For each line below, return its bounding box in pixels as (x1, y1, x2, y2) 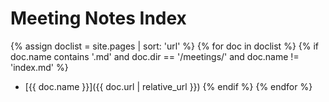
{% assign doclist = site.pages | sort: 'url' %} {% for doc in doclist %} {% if (10, 40, 320, 52)
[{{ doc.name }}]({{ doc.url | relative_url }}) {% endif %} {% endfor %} (24, 80, 313, 92)
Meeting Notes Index (10, 7, 187, 30)
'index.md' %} (10, 61, 69, 73)
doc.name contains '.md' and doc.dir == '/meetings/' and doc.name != (10, 50, 300, 62)
